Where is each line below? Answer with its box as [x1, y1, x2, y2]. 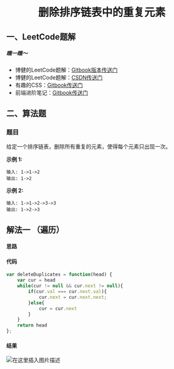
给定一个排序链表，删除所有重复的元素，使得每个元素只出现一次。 [6, 143, 171, 151]
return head [17, 322, 47, 328]
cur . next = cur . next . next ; [38, 294, 107, 300]
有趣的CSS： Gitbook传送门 [15, 81, 83, 89]
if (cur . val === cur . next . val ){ [28, 289, 107, 295]
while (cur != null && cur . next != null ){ [17, 283, 123, 289]
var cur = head [17, 277, 56, 283]
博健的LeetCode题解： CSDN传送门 [15, 73, 103, 81]
